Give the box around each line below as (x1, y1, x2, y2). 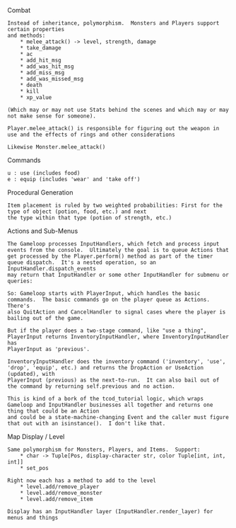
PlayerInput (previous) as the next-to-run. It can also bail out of (7, 377, 220, 384)
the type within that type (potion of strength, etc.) (7, 214, 172, 222)
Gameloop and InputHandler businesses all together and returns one (7, 401, 213, 408)
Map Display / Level (7, 432, 65, 441)
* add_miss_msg (20, 69, 65, 76)
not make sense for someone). (7, 113, 97, 120)
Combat (7, 6, 31, 14)
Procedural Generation (7, 188, 73, 197)
